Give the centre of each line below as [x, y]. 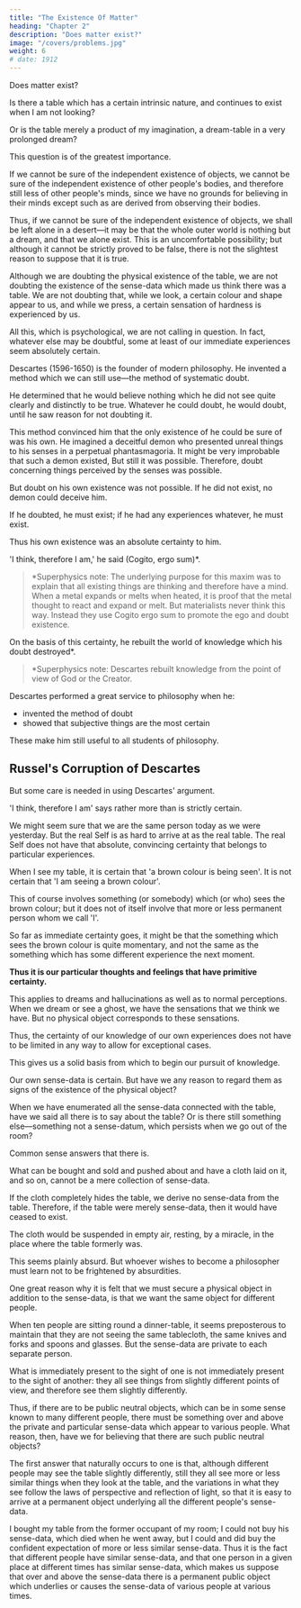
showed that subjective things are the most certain [116, 723]
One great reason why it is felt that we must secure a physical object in [141, 1288]
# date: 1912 [34, 59]
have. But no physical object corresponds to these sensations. [124, 1018]
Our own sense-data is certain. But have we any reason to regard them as [146, 1080]
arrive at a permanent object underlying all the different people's [129, 1502]
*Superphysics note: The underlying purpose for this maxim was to [156, 577]
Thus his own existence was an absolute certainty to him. [115, 542]
